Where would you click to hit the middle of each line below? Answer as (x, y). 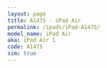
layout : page (27, 14)
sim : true (22, 54)
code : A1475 (25, 47)
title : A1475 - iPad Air (44, 21)
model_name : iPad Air (40, 34)
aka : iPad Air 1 (31, 40)
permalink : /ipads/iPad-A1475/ (54, 27)
